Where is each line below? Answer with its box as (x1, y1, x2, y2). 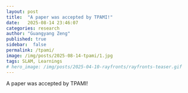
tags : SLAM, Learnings (6, 58, 62, 64)
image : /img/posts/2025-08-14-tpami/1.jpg (6, 53, 113, 59)
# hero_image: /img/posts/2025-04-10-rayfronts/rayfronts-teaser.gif (6, 63, 183, 70)
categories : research (6, 25, 60, 31)
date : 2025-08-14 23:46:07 (6, 20, 79, 25)
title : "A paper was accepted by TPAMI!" (6, 14, 113, 20)
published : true (6, 36, 46, 42)
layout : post (6, 8, 39, 15)
